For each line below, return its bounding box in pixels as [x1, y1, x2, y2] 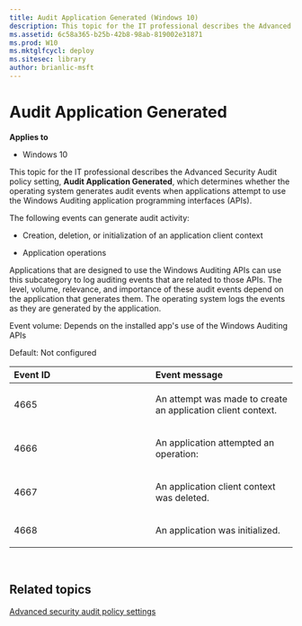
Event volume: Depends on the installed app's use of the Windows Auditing [9, 320, 289, 331]
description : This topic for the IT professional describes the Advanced [9, 22, 292, 31]
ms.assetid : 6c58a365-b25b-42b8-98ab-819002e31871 [9, 30, 203, 39]
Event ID [13, 368, 51, 381]
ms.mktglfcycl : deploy [9, 47, 94, 56]
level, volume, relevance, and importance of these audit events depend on [9, 284, 284, 295]
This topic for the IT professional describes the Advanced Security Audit [9, 166, 277, 177]
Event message [155, 368, 223, 381]
